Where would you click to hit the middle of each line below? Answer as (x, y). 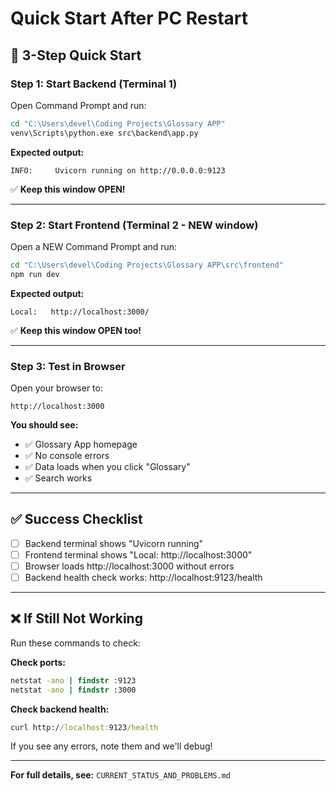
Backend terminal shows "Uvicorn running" (114, 543)
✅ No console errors (67, 455)
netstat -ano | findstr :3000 (73, 690)
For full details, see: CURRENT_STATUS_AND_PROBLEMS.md (120, 775)
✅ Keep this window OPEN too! (76, 330)
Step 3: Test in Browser (68, 366)
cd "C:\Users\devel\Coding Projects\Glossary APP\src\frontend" (147, 265)
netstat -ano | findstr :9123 (73, 680)
